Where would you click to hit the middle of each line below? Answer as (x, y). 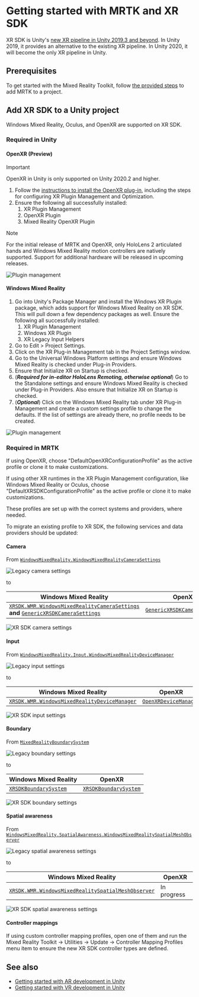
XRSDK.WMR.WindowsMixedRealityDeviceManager (73, 701)
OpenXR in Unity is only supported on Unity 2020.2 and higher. (83, 178)
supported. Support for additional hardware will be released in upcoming (95, 257)
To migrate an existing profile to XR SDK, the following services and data (95, 527)
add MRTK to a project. (34, 91)
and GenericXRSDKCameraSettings (55, 613)
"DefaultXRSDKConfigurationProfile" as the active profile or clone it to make (99, 491)
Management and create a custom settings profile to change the (93, 408)
